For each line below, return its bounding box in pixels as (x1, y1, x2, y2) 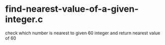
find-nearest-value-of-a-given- (5, 3, 139, 15)
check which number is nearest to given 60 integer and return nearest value (5, 30, 161, 36)
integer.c (5, 14, 43, 25)
